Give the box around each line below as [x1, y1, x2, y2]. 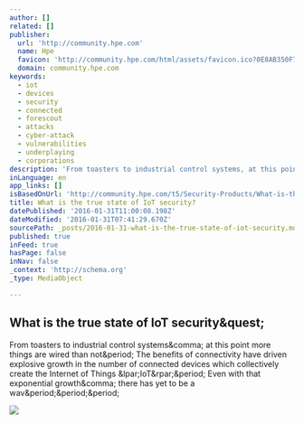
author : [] [9, 13, 51, 23]
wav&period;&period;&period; [9, 387, 120, 398]
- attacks [17, 123, 54, 132]
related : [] [9, 22, 54, 31]
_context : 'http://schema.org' [9, 266, 128, 275]
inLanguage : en [9, 173, 67, 182]
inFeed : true [9, 240, 59, 250]
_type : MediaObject [9, 274, 83, 283]
